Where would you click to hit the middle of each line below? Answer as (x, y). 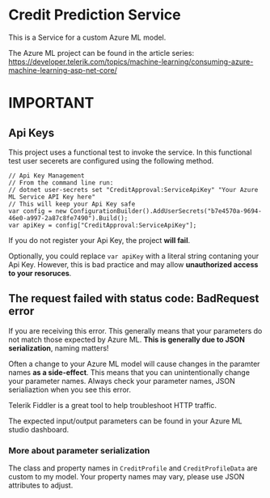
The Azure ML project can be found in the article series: (101, 53)
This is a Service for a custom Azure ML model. (87, 37)
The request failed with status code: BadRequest (134, 298)
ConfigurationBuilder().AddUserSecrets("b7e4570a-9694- (166, 211)
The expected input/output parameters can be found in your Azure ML (125, 421)
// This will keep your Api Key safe (72, 204)
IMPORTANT (51, 103)
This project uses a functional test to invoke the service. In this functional (130, 152)
